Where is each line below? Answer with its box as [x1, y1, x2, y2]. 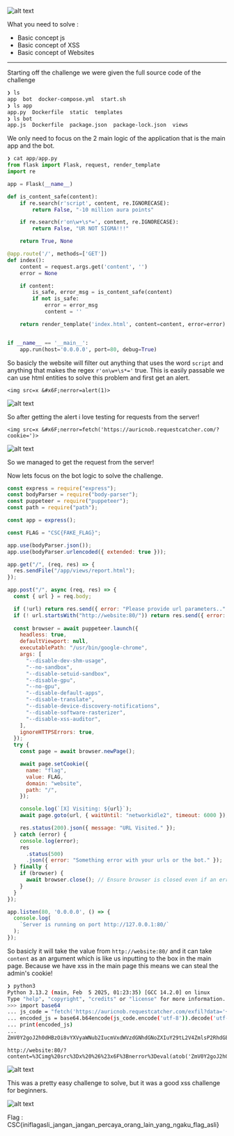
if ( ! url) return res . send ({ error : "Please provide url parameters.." [13, 605, 226, 612]
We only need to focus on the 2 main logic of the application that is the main [7, 134, 226, 143]
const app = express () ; [7, 517, 77, 524]
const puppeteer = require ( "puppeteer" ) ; [7, 498, 130, 505]
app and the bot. [7, 141, 55, 150]
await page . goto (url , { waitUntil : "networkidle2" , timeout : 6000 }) [19, 812, 226, 819]
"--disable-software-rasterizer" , [25, 709, 127, 716]
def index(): [7, 256, 45, 264]
